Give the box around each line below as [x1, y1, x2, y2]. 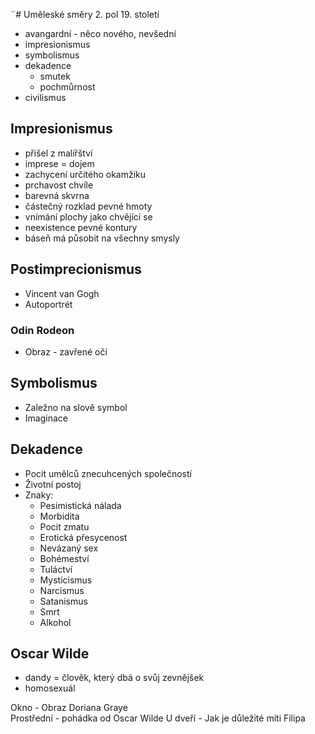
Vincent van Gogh [24, 287, 100, 299]
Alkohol [39, 616, 72, 628]
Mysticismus [39, 574, 93, 586]
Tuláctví [39, 563, 73, 575]
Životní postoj [24, 478, 82, 490]
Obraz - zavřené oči [24, 345, 108, 358]
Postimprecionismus [10, 261, 142, 278]
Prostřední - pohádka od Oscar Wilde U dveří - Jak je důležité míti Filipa [10, 712, 306, 724]
